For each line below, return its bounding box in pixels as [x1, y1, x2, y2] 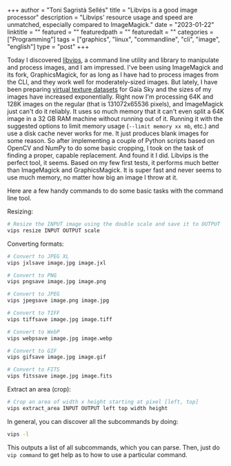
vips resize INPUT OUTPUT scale [7, 227, 100, 234]
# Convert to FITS [7, 366, 60, 373]
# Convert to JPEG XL [7, 253, 70, 260]
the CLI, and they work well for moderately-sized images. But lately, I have [7, 78, 219, 86]
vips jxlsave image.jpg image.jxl [7, 259, 107, 266]
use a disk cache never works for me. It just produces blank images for [7, 129, 209, 137]
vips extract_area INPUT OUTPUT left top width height [7, 405, 168, 411]
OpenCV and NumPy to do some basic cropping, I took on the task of [7, 144, 204, 152]
